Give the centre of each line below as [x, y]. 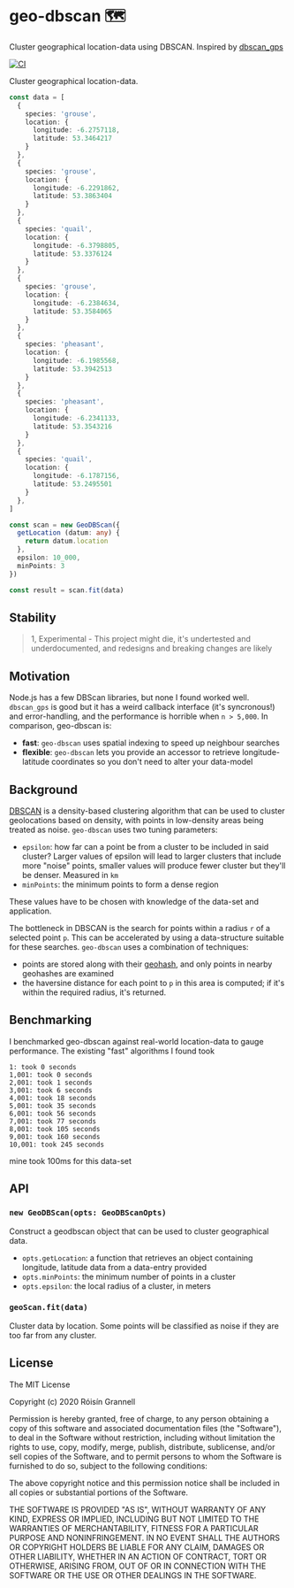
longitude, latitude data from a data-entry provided [114, 1267]
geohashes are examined [68, 973]
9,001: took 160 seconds [55, 1137]
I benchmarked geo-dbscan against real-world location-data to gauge [136, 1041]
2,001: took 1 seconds [51, 1083]
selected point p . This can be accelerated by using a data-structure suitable [147, 937]
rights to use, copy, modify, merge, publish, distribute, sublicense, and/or [142, 1446]
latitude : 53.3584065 [72, 311]
